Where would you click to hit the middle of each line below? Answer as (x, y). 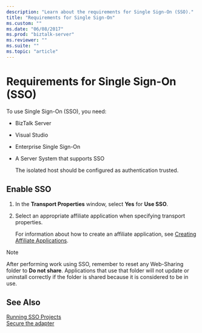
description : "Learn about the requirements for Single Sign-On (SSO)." (100, 12)
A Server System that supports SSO (60, 158)
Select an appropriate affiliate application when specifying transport (100, 216)
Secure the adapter (30, 323)
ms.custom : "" (24, 23)
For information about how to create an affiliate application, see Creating (106, 234)
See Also (23, 302)
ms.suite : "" (23, 46)
